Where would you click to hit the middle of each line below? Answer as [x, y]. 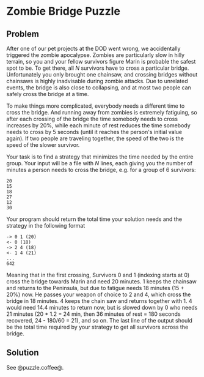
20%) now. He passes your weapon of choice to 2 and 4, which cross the [99, 294]
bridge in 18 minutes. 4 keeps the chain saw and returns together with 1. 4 [99, 301]
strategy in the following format [46, 226]
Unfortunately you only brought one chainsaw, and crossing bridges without [102, 74]
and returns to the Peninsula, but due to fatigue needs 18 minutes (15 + [95, 288]
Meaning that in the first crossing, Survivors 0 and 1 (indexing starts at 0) [98, 275]
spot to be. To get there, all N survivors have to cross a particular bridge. [98, 68]
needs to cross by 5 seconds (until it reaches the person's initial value [94, 132]
